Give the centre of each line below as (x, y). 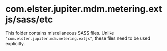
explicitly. (15, 43)
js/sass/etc (29, 19)
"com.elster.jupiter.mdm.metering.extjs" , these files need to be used (78, 38)
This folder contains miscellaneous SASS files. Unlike (60, 33)
